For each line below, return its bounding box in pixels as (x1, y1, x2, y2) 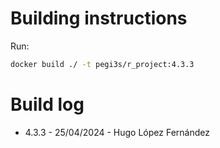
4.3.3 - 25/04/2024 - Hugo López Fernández (24, 126, 210, 138)
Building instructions (10, 7, 188, 30)
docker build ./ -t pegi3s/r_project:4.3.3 (10, 59, 195, 69)
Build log (10, 93, 85, 116)
